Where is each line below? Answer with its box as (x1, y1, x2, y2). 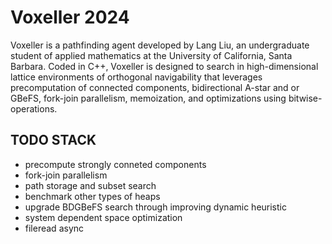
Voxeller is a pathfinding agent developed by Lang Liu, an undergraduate (10, 39, 310, 51)
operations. (10, 102, 58, 115)
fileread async (24, 222, 85, 234)
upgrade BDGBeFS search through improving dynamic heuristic (24, 201, 287, 213)
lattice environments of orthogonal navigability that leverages (10, 71, 263, 83)
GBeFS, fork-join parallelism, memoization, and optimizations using (10, 92, 287, 104)
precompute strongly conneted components (24, 158, 207, 170)
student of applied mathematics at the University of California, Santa (10, 49, 293, 61)
